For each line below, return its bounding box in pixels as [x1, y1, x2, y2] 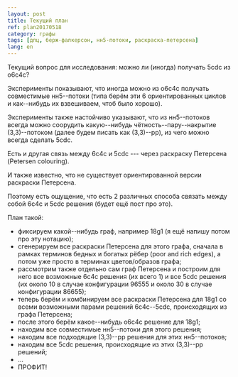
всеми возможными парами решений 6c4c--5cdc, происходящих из [17, 302, 227, 311]
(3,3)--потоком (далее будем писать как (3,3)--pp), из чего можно [7, 129, 210, 136]
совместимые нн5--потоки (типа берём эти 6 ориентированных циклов [7, 92, 227, 100]
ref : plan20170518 [7, 23, 62, 31]
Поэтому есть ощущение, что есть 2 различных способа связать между [7, 192, 227, 200]
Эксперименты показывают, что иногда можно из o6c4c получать [7, 84, 210, 92]
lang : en [7, 43, 33, 50]
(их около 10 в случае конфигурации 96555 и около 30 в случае [17, 280, 212, 288]
